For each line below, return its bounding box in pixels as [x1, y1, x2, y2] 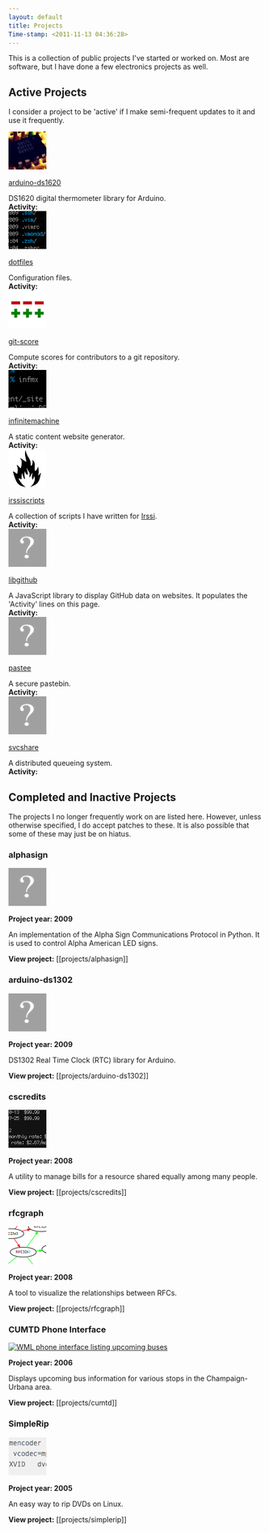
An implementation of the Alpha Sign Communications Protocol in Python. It [8, 930, 260, 939]
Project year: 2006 [8, 1358, 74, 1368]
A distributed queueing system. [8, 758, 113, 768]
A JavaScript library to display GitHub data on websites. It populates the [8, 591, 248, 601]
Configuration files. [8, 273, 73, 283]
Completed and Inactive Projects [8, 790, 176, 804]
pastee [8, 663, 32, 673]
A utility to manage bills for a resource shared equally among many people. [8, 1171, 258, 1181]
